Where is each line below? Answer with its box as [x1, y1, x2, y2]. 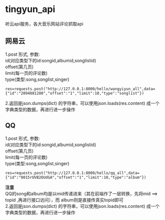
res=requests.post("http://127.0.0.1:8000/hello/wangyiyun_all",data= [5, 86, 155, 91]
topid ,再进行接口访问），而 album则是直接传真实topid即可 [5, 197, 124, 203]
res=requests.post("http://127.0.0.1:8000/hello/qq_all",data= [5, 170, 140, 175]
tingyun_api [5, 4, 55, 15]
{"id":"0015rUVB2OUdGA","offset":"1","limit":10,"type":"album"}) [5, 175, 146, 180]
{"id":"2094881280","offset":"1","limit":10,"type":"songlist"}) [5, 90, 144, 96]
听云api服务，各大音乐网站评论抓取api [5, 21, 83, 27]
